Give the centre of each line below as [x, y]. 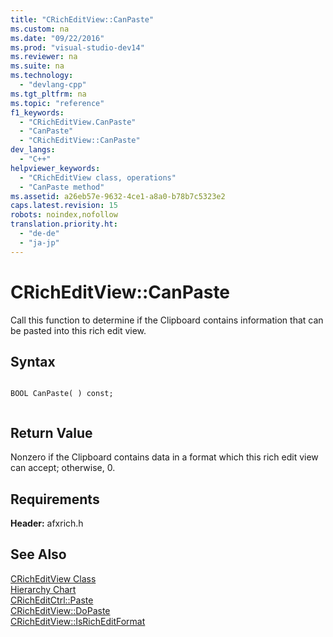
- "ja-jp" [39, 242]
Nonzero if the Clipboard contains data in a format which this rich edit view [164, 457]
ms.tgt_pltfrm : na [48, 94]
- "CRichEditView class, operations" [98, 177]
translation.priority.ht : [64, 224]
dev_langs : [33, 150]
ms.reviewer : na [44, 57]
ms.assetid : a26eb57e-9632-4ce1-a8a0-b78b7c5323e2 [118, 196]
